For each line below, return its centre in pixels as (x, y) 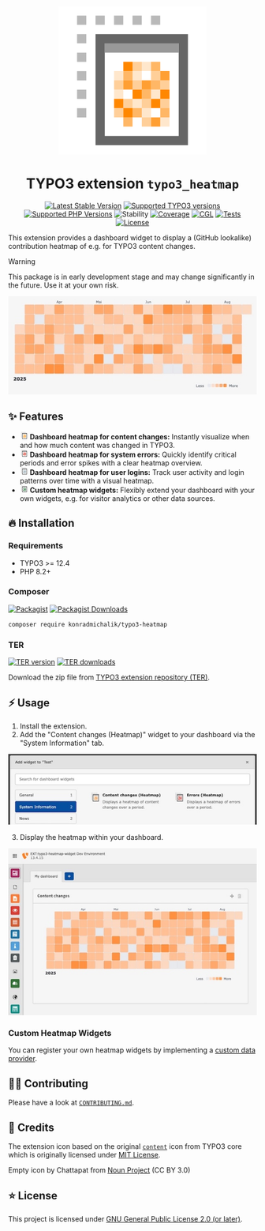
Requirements (36, 546)
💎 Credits (32, 1127)
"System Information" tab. (62, 743)
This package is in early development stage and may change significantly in (131, 277)
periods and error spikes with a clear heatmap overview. (111, 463)
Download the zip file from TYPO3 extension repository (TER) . (109, 677)
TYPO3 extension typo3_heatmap (132, 184)
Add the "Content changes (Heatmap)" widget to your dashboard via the (137, 734)
